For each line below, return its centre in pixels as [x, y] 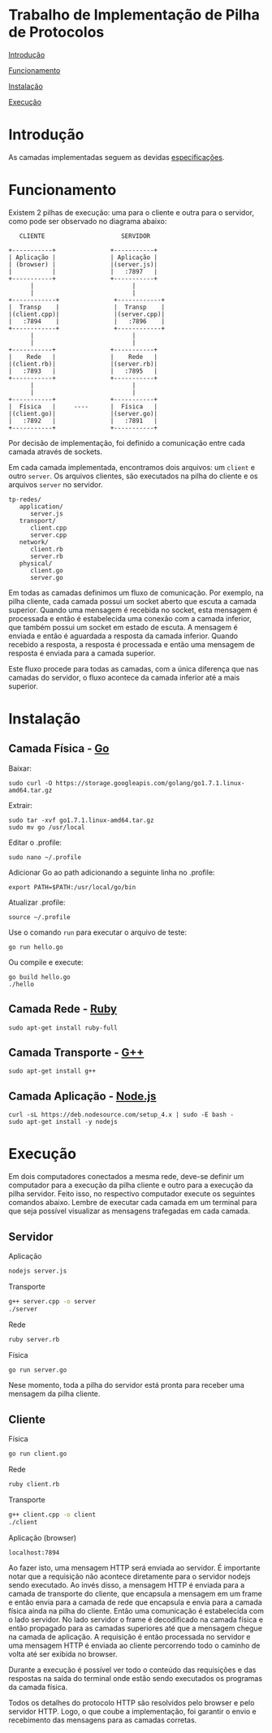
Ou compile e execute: [46, 962]
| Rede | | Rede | [83, 357]
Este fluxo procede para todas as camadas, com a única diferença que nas [134, 668]
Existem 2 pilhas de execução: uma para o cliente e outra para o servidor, [131, 212]
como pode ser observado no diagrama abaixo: [88, 221]
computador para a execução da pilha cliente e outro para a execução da [131, 1185]
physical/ [36, 563]
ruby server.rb [34, 1339]
